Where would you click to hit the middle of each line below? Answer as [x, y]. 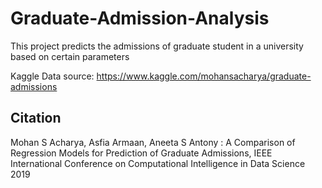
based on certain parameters [70, 56]
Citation [36, 118]
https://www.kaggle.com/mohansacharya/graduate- [204, 76]
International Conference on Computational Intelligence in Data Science [158, 163]
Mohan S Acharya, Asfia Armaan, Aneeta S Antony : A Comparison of [153, 142]
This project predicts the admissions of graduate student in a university [157, 46]
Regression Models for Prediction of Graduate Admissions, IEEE [141, 153]
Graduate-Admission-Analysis [140, 18]
